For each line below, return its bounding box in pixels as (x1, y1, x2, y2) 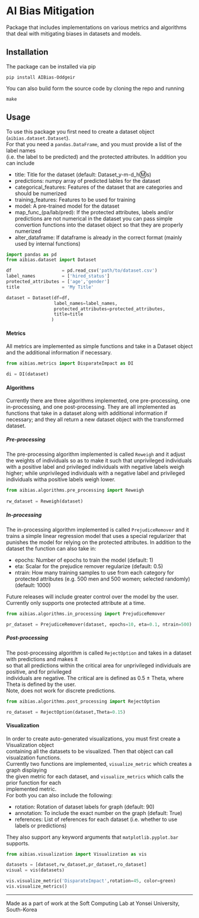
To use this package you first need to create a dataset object (6, 128, 155, 135)
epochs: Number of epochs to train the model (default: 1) (14, 556, 154, 563)
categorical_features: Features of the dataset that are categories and (14, 183, 182, 191)
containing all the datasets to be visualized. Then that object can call (6, 748, 174, 755)
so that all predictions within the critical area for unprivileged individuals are (6, 662, 191, 669)
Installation (6, 47, 49, 57)
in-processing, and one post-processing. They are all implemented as (6, 404, 176, 411)
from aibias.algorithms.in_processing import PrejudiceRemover (6, 611, 166, 617)
